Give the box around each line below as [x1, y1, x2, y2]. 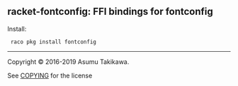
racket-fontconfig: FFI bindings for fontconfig [7, 6, 214, 18]
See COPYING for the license [7, 71, 93, 80]
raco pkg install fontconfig [10, 38, 97, 45]
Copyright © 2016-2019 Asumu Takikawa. [7, 57, 130, 66]
